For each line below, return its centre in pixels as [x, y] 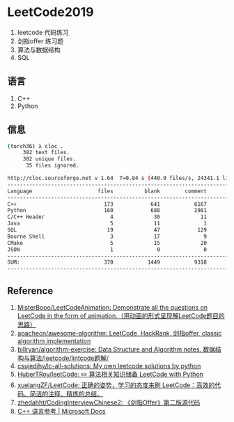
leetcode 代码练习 [43, 32]
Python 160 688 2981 [107, 211]
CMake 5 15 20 [107, 243]
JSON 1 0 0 [107, 249]
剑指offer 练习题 [40, 41]
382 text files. [46, 153]
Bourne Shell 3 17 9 [107, 236]
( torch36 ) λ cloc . [36, 146]
